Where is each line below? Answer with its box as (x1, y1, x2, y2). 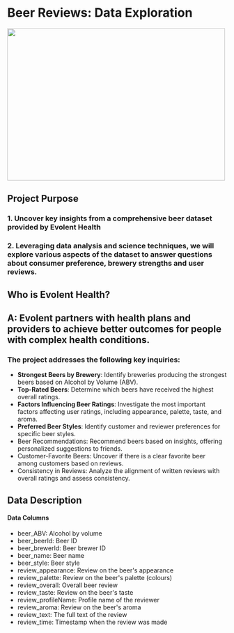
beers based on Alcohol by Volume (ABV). (17, 378, 139, 387)
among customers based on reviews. (17, 459, 124, 467)
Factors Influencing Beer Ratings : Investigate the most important (17, 400, 205, 408)
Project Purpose (7, 193, 79, 205)
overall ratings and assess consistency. (17, 474, 130, 483)
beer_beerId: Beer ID (17, 536, 78, 545)
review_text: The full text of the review (17, 610, 127, 618)
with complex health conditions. (7, 334, 150, 346)
